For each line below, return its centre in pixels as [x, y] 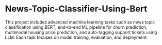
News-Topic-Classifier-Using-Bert [76, 9]
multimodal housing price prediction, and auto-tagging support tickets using [81, 32]
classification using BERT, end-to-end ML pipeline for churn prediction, [76, 27]
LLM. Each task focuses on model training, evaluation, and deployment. [76, 37]
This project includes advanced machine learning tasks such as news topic [80, 22]
